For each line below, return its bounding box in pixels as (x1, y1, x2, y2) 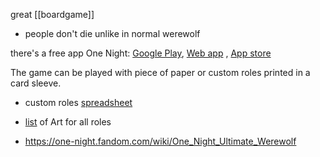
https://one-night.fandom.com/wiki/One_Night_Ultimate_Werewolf (24, 135, 297, 147)
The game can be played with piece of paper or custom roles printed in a (10, 67, 311, 78)
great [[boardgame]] (10, 9, 95, 20)
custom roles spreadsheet (24, 97, 133, 108)
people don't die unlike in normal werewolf (24, 28, 201, 39)
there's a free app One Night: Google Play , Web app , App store (10, 47, 272, 59)
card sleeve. (10, 77, 62, 89)
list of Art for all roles (24, 116, 112, 128)
